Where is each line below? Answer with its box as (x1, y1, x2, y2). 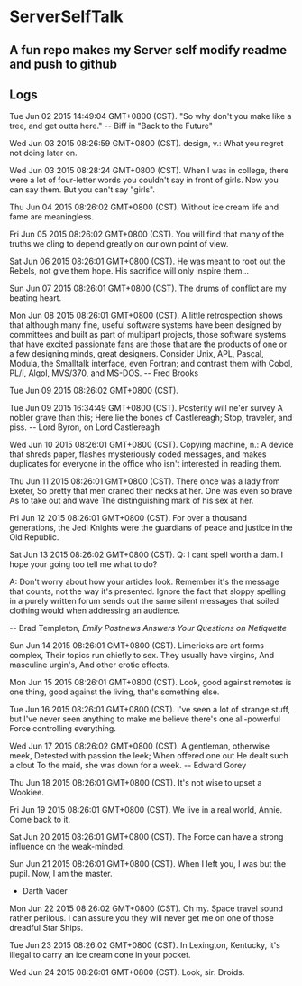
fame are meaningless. (9, 211, 95, 222)
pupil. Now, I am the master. (9, 869, 113, 879)
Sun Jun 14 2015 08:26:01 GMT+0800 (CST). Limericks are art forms (9, 640, 264, 651)
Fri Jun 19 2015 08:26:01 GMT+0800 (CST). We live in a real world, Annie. (9, 805, 283, 815)
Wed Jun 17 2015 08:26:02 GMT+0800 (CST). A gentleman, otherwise (9, 740, 270, 751)
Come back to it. (9, 814, 70, 825)
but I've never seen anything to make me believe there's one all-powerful (9, 713, 281, 724)
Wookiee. (9, 787, 45, 798)
